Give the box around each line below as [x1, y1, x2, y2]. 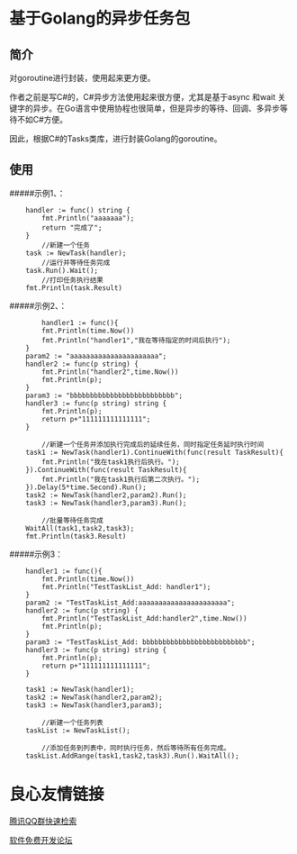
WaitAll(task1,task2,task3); [25, 523, 135, 532]
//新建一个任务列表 [41, 718, 103, 727]
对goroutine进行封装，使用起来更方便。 [9, 73, 156, 83]
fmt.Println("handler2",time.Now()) [41, 367, 179, 377]
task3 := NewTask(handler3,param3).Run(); [25, 498, 187, 507]
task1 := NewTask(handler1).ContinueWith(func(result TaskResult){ [25, 448, 283, 457]
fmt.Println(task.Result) [25, 283, 123, 293]
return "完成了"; [41, 223, 103, 232]
